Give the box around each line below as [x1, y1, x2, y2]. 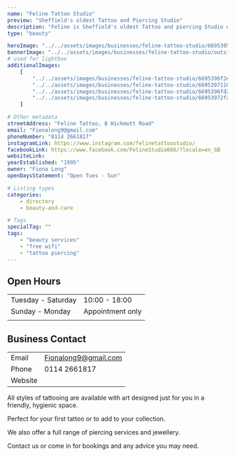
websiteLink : [7, 153, 45, 160]
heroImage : [7, 43, 39, 50]
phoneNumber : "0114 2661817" [7, 133, 92, 140]
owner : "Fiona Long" [7, 166, 68, 173]
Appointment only [83, 307, 142, 316]
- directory [20, 197, 55, 205]
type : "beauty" [7, 29, 52, 37]
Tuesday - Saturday [10, 295, 77, 305]
